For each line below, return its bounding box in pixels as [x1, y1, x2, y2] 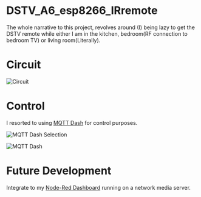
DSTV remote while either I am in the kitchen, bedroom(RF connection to [6, 30, 188, 37]
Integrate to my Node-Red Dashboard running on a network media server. [6, 184, 191, 191]
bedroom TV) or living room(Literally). [6, 36, 101, 44]
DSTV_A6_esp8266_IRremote [6, 4, 158, 18]
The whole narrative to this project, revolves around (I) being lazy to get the [6, 24, 196, 31]
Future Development [6, 164, 112, 178]
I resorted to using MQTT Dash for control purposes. [6, 119, 138, 126]
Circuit [6, 58, 41, 72]
